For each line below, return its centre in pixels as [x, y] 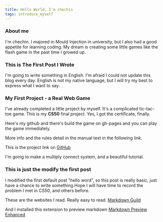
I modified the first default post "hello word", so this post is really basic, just [81, 180]
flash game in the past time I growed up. [46, 52]
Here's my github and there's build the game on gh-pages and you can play [81, 123]
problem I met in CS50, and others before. [47, 190]
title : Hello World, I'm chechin [39, 9]
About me [17, 31]
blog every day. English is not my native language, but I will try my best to [79, 80]
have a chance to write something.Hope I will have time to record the [74, 185]
